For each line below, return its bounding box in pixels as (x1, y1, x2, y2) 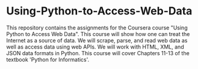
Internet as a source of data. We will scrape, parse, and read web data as (6, 37, 188, 44)
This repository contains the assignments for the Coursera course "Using (6, 24, 188, 31)
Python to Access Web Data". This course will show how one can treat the (6, 30, 190, 37)
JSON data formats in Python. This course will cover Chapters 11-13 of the (6, 49, 190, 56)
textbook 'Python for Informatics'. (6, 56, 90, 63)
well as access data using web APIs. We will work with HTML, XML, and (6, 43, 185, 50)
